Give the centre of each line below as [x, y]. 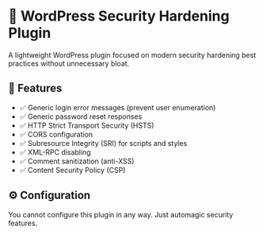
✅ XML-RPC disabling [55, 152]
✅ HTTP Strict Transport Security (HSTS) [87, 125]
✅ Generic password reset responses [81, 116]
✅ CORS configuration [56, 134]
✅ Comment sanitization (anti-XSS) [77, 161]
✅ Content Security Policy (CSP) [72, 170]
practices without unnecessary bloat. [69, 63]
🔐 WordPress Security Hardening [119, 16]
